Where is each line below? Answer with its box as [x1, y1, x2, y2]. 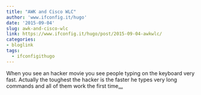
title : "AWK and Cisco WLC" [6, 8, 77, 15]
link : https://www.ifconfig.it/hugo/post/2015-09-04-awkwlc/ [6, 31, 163, 37]
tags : [6, 48, 20, 54]
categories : [6, 36, 36, 42]
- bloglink [6, 42, 34, 48]
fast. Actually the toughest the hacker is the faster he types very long [6, 76, 178, 83]
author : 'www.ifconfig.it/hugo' [6, 14, 87, 20]
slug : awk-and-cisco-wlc [6, 25, 68, 32]
